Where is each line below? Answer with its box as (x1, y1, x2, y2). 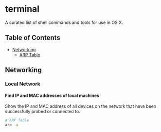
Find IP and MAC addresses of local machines (5, 93, 100, 98)
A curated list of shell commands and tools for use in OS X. (5, 19, 123, 25)
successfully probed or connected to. (5, 109, 80, 114)
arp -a (5, 123, 18, 128)
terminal (5, 3, 40, 15)
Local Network (5, 80, 40, 87)
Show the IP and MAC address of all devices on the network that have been (5, 103, 157, 109)
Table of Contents (5, 34, 61, 42)
